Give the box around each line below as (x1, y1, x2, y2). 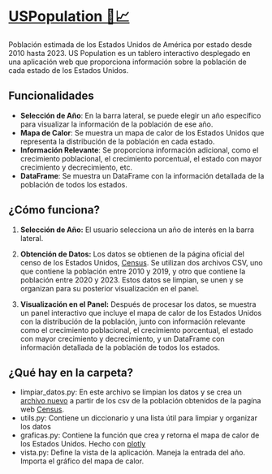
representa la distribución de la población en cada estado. (19, 136, 215, 146)
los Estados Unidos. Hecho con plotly (19, 439, 146, 449)
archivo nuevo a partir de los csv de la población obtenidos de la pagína (19, 396, 261, 406)
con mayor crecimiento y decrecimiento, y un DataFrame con (19, 334, 225, 343)
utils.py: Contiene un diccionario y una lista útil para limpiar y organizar (19, 413, 258, 423)
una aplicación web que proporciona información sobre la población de (8, 57, 247, 67)
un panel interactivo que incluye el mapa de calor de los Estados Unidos (19, 308, 262, 317)
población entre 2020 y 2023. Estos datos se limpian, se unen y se (19, 274, 244, 285)
